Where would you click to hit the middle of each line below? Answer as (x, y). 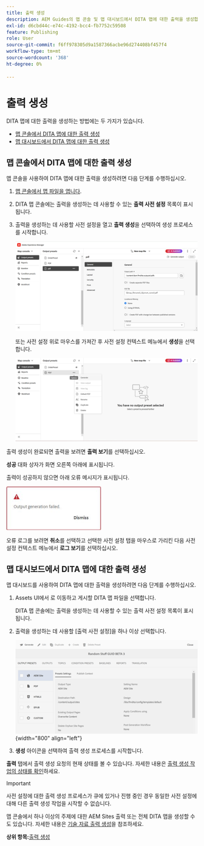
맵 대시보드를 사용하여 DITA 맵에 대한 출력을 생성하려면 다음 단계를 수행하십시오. (101, 585)
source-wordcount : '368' (38, 58)
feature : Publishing (32, 32)
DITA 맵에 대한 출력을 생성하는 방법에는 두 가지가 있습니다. (75, 121)
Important (19, 783)
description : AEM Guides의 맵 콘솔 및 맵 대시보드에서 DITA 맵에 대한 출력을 (95, 19)
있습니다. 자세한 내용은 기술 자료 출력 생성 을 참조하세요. (78, 824)
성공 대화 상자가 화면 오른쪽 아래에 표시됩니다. (61, 464)
